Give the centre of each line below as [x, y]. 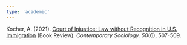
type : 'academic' [28, 12]
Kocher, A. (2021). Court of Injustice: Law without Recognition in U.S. [92, 29]
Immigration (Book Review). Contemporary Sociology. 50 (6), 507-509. [94, 35]
